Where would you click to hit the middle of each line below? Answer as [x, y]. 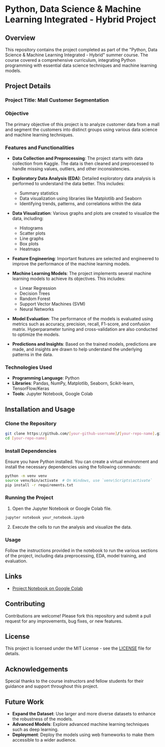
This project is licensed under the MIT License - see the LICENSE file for [78, 648]
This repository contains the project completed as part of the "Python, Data [81, 50]
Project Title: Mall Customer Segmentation [57, 100]
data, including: [28, 218]
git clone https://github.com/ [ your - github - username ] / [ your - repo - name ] [80, 433]
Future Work [25, 702]
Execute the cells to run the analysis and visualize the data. [72, 527]
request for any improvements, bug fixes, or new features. [64, 621]
